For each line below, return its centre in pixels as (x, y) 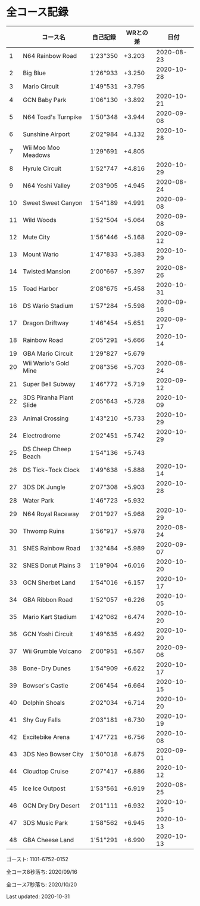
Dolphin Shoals (44, 702)
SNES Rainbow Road (51, 548)
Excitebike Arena (46, 736)
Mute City (37, 237)
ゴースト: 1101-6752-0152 (37, 859)
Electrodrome (42, 435)
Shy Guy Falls (42, 720)
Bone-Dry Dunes (47, 668)
